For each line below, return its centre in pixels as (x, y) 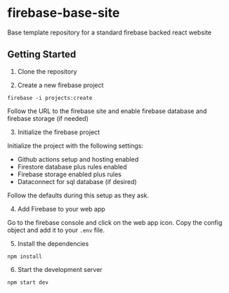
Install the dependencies (53, 243)
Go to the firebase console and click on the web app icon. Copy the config (115, 222)
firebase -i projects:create (50, 98)
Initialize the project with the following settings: (76, 145)
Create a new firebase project (60, 85)
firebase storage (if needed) (48, 118)
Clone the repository (47, 71)
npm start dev (28, 282)
